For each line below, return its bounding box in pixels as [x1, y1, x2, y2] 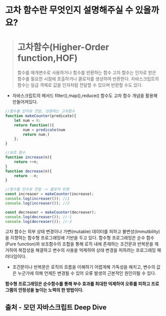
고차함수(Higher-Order [17, 42, 110, 53]
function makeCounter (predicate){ [5, 113, 77, 118]
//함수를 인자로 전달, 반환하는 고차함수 [5, 109, 75, 114]
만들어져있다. [12, 99, 38, 105]
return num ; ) [23, 132, 50, 137]
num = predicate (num [23, 127, 65, 132]
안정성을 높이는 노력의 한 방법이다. [18, 287, 84, 293]
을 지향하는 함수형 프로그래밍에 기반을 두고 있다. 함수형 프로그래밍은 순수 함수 [5, 235, 155, 241]
